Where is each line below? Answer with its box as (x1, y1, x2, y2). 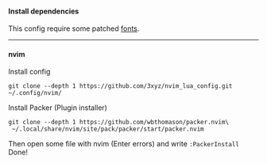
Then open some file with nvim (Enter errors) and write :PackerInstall (8, 139, 240, 149)
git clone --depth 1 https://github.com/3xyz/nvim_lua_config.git (8, 82, 233, 90)
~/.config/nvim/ (8, 89, 62, 97)
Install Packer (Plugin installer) (8, 103, 107, 112)
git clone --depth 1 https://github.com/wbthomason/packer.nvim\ (8, 119, 229, 127)
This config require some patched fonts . (8, 24, 140, 33)
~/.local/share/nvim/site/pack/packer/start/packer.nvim (11, 125, 204, 134)
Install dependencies (8, 6, 79, 16)
